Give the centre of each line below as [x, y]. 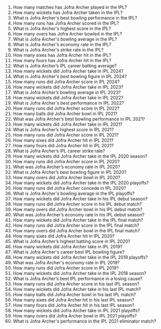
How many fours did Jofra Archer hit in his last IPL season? [74, 305]
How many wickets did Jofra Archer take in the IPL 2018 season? [80, 273]
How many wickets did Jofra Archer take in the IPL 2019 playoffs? [80, 257]
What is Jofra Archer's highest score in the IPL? [62, 29]
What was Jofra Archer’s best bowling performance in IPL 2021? [79, 119]
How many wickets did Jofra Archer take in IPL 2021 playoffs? [76, 310]
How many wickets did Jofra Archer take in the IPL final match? [78, 220]
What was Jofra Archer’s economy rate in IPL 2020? [66, 167]
